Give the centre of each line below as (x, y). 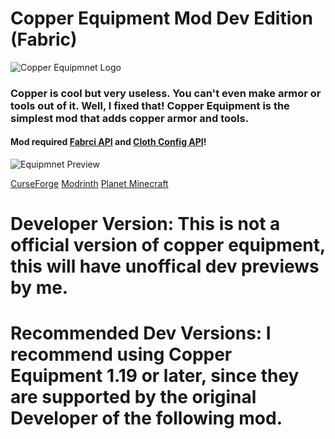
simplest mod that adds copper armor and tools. (130, 118)
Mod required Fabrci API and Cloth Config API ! (108, 142)
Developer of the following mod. (146, 418)
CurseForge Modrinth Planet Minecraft (89, 184)
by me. (39, 288)
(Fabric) (44, 39)
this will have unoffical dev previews (165, 266)
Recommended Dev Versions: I (141, 333)
